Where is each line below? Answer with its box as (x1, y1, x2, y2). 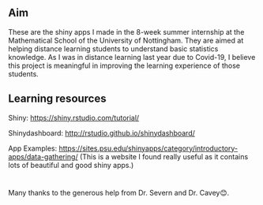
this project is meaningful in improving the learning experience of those (8, 61, 241, 70)
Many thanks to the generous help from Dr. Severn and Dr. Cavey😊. (8, 188, 230, 197)
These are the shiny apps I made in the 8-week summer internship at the (8, 27, 245, 36)
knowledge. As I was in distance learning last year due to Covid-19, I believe (8, 52, 256, 61)
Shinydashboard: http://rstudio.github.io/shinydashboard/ (8, 128, 196, 137)
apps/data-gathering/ (8, 151, 78, 161)
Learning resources (8, 92, 107, 106)
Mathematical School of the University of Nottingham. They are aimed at (8, 35, 244, 45)
